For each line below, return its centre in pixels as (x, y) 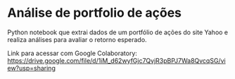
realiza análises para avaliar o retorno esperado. (77, 39)
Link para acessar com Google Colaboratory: (72, 53)
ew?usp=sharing (32, 68)
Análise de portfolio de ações (94, 13)
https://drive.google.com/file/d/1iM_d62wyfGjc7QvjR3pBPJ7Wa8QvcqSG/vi (117, 60)
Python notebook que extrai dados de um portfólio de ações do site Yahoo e (118, 32)
